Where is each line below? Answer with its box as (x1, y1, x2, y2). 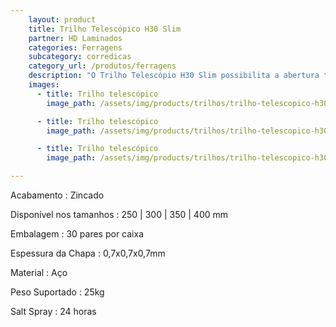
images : (28, 80, 60, 90)
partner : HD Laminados (28, 33, 123, 43)
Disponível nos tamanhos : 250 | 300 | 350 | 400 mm (10, 209, 229, 220)
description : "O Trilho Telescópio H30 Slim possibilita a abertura (28, 71, 320, 81)
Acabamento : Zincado (10, 189, 105, 201)
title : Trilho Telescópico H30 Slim (28, 24, 182, 34)
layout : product (28, 14, 97, 25)
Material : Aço (10, 267, 68, 278)
